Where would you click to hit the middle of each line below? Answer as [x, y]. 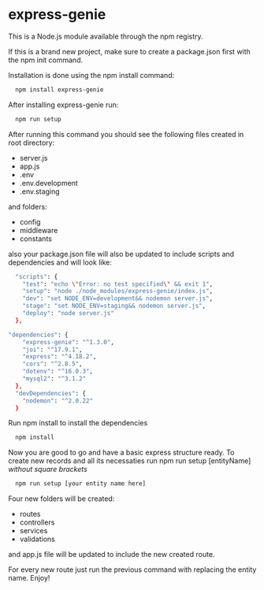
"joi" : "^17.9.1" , [52, 349]
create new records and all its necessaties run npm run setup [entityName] [130, 461]
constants [36, 239]
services [33, 531]
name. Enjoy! [29, 578]
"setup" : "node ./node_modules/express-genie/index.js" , [118, 291]
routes [30, 514]
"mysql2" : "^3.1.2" [54, 379]
